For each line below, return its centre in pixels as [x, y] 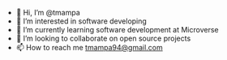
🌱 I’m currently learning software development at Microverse [117, 30]
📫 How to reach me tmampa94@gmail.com [90, 47]
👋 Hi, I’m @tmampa [48, 13]
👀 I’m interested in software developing [81, 21]
